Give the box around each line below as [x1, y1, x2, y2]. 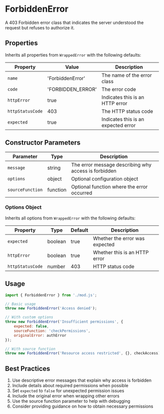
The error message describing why [71, 161, 152, 168]
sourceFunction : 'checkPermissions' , [14, 328, 91, 333]
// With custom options [5, 315, 54, 320]
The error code [102, 86, 136, 92]
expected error [102, 122, 136, 129]
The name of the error [102, 72, 152, 79]
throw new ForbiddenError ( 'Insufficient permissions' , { [5, 319, 123, 325]
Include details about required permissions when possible [12, 383, 128, 389]
